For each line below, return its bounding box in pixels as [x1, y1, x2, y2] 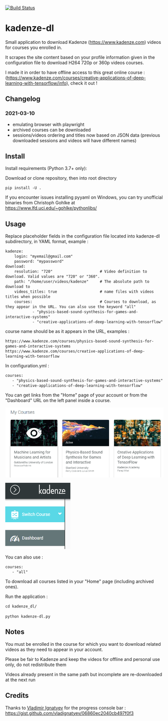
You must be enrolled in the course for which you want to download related [5, 641, 161, 647]
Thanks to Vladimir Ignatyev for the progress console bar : [5, 704, 126, 711]
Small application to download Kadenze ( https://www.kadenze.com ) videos [5, 39, 161, 45]
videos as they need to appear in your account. [5, 646, 103, 652]
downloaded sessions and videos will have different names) [12, 137, 137, 143]
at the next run [5, 677, 36, 683]
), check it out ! [66, 80, 98, 86]
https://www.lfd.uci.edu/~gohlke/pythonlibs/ [5, 205, 97, 211]
